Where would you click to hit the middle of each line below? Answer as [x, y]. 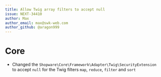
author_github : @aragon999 [32, 27]
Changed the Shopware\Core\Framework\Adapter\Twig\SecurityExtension [84, 64]
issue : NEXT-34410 [24, 14]
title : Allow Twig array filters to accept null [55, 9]
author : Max [17, 18]
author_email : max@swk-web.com [37, 23]
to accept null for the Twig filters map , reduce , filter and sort [74, 70]
